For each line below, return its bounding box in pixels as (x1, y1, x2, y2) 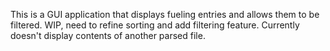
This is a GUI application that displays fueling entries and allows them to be (10, 9, 320, 20)
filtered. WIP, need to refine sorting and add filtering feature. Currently (10, 19, 300, 31)
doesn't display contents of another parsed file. (10, 30, 206, 41)
